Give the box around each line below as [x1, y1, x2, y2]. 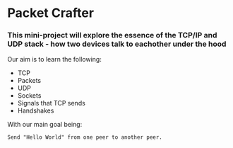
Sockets [17, 91, 42, 100]
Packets [17, 76, 41, 85]
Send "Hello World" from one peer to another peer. [7, 134, 162, 141]
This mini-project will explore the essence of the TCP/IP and [7, 30, 217, 40]
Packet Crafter [7, 5, 94, 21]
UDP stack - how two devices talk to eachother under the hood [7, 39, 227, 49]
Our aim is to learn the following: [7, 55, 102, 64]
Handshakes [17, 106, 54, 115]
